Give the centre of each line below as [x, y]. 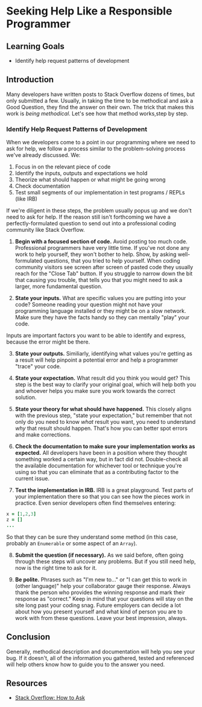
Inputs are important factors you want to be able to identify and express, [96, 336]
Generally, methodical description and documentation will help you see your [101, 651]
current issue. [32, 479]
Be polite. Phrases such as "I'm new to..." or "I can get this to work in [101, 579]
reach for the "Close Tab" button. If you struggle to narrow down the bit [104, 274]
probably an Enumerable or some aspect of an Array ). [72, 543]
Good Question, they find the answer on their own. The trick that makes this [100, 107]
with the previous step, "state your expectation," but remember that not [103, 415]
